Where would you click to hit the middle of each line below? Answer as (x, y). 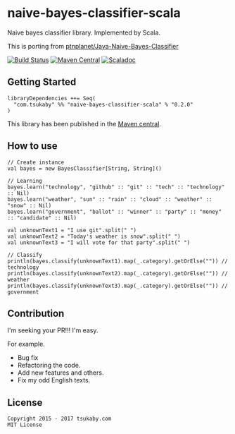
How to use (32, 146)
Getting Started (42, 82)
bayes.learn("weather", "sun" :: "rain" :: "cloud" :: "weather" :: (110, 199)
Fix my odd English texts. (54, 380)
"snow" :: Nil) (30, 205)
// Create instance (36, 162)
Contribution (36, 313)
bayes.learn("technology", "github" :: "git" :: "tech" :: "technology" (116, 187)
